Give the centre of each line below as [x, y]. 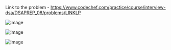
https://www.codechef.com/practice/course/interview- [108, 7]
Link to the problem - [27, 7]
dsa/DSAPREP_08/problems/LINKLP [43, 13]
